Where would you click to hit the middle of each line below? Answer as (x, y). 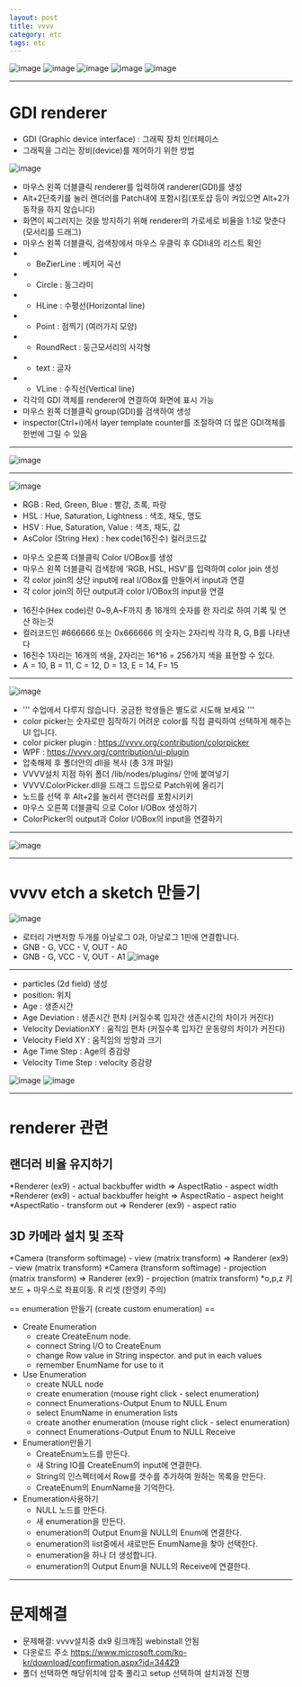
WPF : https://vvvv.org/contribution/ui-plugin (106, 752)
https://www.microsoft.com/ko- (129, 1652)
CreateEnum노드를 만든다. (83, 1453)
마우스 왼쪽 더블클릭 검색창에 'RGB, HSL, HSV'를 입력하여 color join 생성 (151, 569)
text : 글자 (53, 368)
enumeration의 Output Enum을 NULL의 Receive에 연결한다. (143, 1566)
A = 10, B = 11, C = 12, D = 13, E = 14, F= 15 (100, 666)
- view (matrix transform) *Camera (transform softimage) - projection (138, 1267)
